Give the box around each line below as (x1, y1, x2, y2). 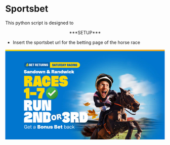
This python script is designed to (5, 20, 74, 26)
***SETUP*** (69, 29, 101, 35)
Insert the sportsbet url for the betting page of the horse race (12, 39, 141, 45)
